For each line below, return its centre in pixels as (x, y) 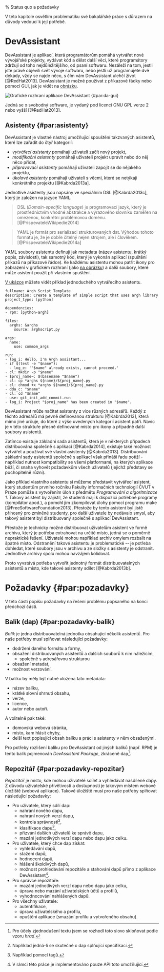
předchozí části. (21, 607)
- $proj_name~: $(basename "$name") (42, 376)
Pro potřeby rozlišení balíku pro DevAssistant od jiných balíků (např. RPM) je (81, 747)
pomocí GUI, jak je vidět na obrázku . (41, 86)
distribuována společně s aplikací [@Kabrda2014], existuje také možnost (78, 446)
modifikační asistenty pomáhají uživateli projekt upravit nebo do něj (80, 157)
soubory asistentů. (24, 432)
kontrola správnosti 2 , (41, 821)
